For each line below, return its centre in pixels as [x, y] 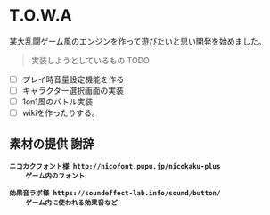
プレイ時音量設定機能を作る [73, 79]
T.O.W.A [41, 16]
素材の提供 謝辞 [52, 144]
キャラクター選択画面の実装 [73, 91]
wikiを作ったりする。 [61, 113]
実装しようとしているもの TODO [90, 60]
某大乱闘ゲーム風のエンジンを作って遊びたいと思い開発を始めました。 [138, 41]
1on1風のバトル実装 [57, 102]
